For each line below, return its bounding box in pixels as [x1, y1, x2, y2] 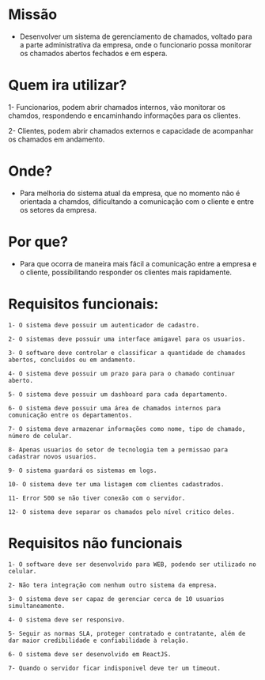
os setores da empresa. [19, 205, 97, 214]
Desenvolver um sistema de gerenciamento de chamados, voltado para [19, 32, 252, 41]
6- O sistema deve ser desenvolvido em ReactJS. [8, 650, 172, 658]
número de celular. [8, 432, 73, 440]
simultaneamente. [8, 602, 66, 610]
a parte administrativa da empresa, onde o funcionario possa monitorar [19, 40, 252, 49]
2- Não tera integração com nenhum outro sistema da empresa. [8, 581, 218, 589]
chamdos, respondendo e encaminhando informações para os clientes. [8, 111, 241, 120]
